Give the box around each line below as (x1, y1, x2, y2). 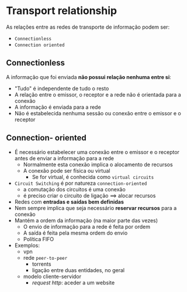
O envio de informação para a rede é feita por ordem (23, 223, 151, 230)
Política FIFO (23, 235, 54, 242)
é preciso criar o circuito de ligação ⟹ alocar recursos (23, 192, 156, 199)
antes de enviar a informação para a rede (14, 154, 115, 162)
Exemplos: (14, 242, 40, 249)
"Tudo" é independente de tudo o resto (14, 85, 109, 92)
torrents (32, 260, 51, 267)
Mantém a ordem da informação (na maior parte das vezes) (14, 217, 158, 224)
